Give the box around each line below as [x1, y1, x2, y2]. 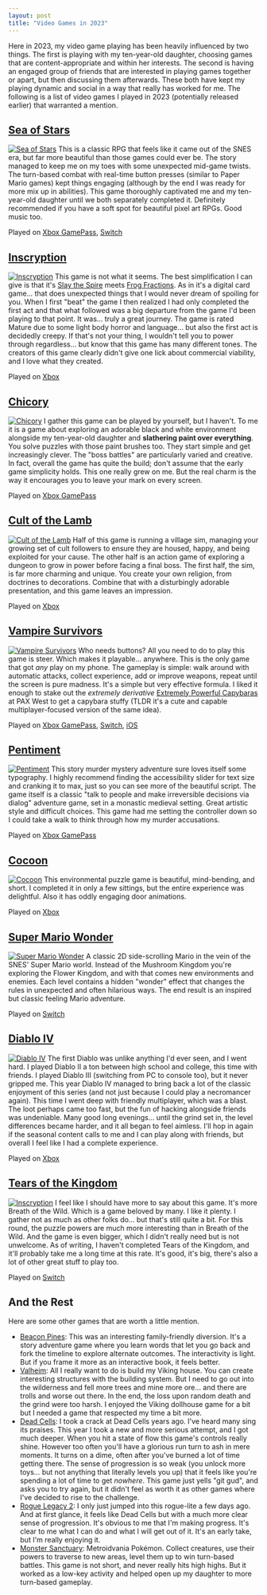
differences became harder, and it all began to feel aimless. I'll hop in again [8, 1121, 253, 1131]
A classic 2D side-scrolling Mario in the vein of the [86, 951, 251, 961]
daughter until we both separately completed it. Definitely [37, 195, 226, 205]
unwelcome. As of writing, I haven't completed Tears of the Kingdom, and [8, 1240, 250, 1249]
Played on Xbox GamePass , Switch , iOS [8, 720, 138, 730]
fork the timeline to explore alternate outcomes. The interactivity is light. [19, 1349, 256, 1358]
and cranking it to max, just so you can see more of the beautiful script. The [8, 782, 257, 791]
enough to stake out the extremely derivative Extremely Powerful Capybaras [8, 688, 258, 697]
